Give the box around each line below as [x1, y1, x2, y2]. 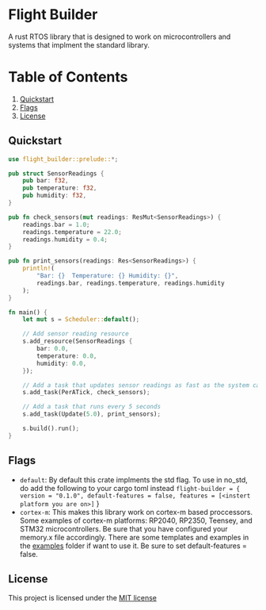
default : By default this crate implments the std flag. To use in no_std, [19, 474, 248, 485]
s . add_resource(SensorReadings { [22, 337, 133, 346]
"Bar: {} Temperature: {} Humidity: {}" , [36, 272, 179, 280]
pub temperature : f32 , [22, 184, 97, 192]
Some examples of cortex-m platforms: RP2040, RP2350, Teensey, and [19, 516, 253, 525]
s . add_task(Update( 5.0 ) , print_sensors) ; [22, 410, 161, 418]
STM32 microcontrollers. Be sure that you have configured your [19, 524, 228, 533]
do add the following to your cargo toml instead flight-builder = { [19, 483, 240, 493]
